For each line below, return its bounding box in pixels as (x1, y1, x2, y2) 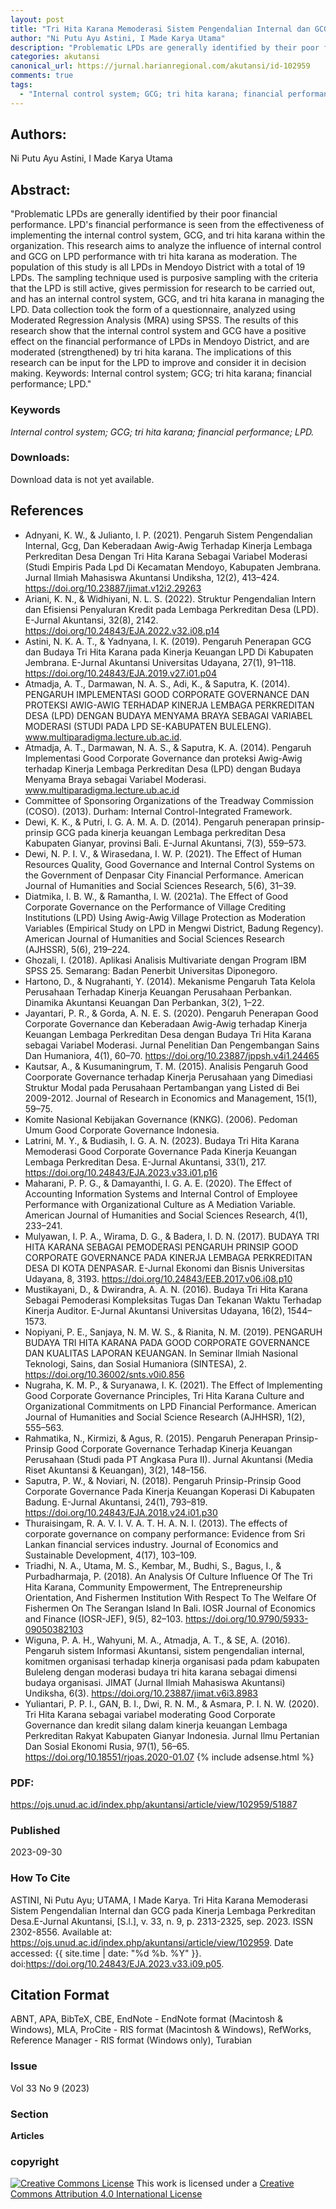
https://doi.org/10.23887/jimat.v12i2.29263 (24, 582, 202, 594)
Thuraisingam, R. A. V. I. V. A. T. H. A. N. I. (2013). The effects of (24, 1517, 288, 1529)
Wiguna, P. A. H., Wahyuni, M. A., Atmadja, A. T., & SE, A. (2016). (24, 1634, 291, 1646)
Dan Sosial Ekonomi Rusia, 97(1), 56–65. (24, 1740, 190, 1752)
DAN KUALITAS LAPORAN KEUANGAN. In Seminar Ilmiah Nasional (24, 1347, 298, 1359)
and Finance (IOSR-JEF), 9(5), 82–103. (24, 1612, 183, 1625)
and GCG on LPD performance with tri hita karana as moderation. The (10, 251, 298, 263)
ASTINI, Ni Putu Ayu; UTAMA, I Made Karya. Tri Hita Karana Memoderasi (10, 1894, 308, 1906)
